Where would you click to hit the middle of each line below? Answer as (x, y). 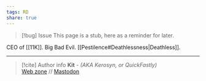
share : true (21, 18)
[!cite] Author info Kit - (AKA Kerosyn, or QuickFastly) (89, 64)
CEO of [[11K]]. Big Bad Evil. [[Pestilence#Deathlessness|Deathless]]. (93, 47)
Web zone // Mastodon (50, 71)
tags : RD (17, 12)
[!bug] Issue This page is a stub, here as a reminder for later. (98, 35)
